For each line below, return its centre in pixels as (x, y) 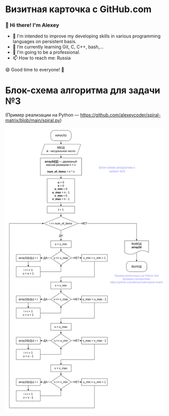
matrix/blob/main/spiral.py (33, 121)
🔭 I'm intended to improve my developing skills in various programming (87, 36)
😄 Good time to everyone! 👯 (35, 70)
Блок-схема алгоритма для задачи (83, 90)
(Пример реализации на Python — (42, 115)
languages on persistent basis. (45, 42)
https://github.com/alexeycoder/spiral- (120, 115)
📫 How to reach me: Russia (41, 58)
